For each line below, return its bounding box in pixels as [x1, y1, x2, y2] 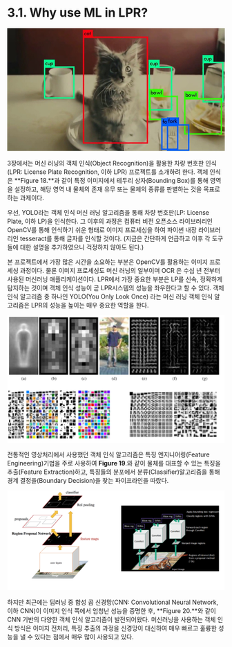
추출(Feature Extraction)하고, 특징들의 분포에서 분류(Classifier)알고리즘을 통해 [7, 468, 220, 476]
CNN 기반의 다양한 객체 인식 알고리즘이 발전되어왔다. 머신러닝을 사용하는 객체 [7, 615, 216, 624]
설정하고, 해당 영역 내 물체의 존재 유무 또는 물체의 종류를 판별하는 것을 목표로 [14, 185, 221, 193]
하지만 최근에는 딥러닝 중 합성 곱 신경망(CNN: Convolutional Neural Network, [7, 598, 219, 607]
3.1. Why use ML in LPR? [7, 5, 148, 21]
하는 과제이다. [7, 194, 45, 202]
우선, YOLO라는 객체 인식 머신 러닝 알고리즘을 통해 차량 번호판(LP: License [7, 209, 209, 217]
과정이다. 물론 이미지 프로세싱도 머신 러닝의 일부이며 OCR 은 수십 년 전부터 [19, 267, 221, 275]
